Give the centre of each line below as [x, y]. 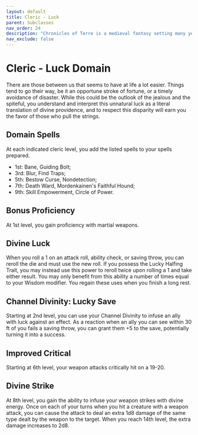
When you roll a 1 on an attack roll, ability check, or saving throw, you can [95, 257]
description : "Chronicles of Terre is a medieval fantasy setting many [96, 34]
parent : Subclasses [30, 22]
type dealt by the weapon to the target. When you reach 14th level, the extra [98, 419]
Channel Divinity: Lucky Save [61, 302]
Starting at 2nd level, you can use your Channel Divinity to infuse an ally [93, 316]
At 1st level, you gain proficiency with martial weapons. [73, 225]
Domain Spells [33, 135]
